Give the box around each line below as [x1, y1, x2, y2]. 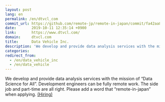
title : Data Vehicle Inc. [5, 39, 69, 44]
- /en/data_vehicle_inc [9, 58, 58, 63]
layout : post [5, 7, 32, 12]
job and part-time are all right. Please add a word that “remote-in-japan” [5, 86, 151, 92]
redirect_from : [5, 53, 36, 58]
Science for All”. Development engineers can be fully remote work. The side [5, 81, 159, 87]
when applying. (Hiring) [5, 92, 53, 98]
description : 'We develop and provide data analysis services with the [5, 44, 155, 49]
